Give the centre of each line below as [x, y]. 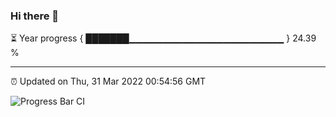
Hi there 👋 [35, 16]
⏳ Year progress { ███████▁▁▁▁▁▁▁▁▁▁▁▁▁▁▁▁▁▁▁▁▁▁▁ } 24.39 [163, 38]
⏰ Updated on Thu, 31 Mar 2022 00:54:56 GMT [108, 81]
